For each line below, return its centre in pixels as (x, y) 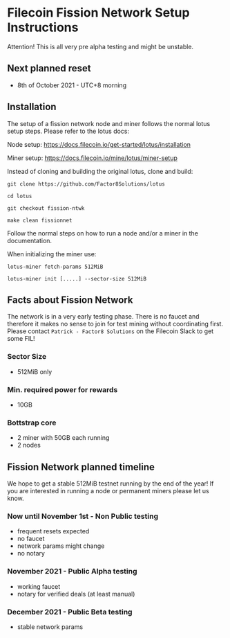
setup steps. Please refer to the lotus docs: (68, 131)
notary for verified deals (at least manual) (76, 594)
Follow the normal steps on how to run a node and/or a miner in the (103, 233)
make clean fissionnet (40, 220)
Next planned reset (49, 68)
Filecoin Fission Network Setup (98, 13)
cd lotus (20, 196)
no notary (31, 553)
